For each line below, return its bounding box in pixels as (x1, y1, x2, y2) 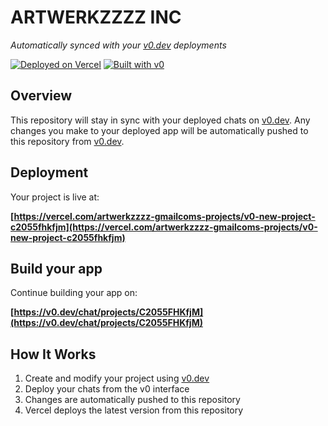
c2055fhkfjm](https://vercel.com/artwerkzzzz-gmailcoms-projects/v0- (10, 221, 318, 233)
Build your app (10, 260, 103, 277)
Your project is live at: (10, 191, 100, 203)
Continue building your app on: (10, 287, 138, 299)
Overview (10, 87, 73, 105)
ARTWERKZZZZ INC (10, 6, 182, 29)
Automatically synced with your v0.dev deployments (10, 39, 227, 51)
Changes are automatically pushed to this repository (24, 394, 241, 406)
